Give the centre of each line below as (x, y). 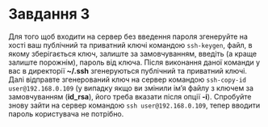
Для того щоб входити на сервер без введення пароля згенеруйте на (128, 36)
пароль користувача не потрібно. (66, 113)
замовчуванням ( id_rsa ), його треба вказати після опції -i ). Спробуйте (130, 96)
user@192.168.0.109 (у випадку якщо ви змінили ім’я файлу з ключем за (131, 88)
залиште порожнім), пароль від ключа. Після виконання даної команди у (134, 62)
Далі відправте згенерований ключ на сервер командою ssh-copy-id (128, 79)
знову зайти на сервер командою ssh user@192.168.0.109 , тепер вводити (134, 105)
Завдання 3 (49, 14)
